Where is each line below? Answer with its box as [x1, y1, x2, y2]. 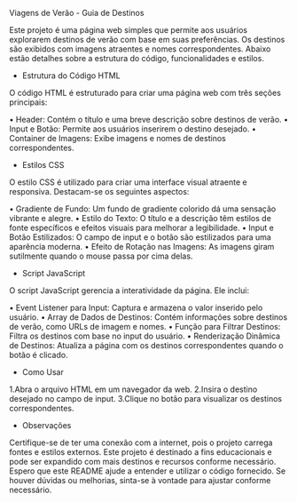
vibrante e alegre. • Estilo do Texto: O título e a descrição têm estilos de [9, 213, 272, 223]
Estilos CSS [21, 160, 65, 170]
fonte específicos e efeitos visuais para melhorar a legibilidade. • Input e [9, 222, 275, 233]
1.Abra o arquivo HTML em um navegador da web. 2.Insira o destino [9, 384, 258, 394]
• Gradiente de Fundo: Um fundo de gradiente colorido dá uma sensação [9, 203, 277, 214]
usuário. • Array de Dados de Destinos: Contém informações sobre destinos [9, 312, 288, 323]
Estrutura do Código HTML [21, 70, 121, 81]
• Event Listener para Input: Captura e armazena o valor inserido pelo [9, 302, 263, 313]
